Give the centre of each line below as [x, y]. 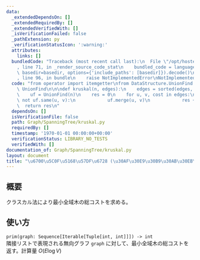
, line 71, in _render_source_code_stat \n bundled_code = [94, 67]
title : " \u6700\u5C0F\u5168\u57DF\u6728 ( [60, 161]
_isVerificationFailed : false [49, 34]
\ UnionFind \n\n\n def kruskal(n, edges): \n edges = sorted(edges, [105, 89]
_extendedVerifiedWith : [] [45, 28]
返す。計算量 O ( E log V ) [34, 250]
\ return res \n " [38, 106]
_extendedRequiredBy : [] [42, 23]
